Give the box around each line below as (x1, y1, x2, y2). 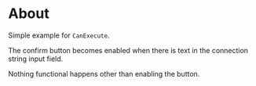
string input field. (8, 54, 64, 63)
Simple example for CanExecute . (8, 30, 110, 40)
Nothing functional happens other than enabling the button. (8, 69, 200, 78)
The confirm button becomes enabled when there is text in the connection (8, 45, 249, 55)
